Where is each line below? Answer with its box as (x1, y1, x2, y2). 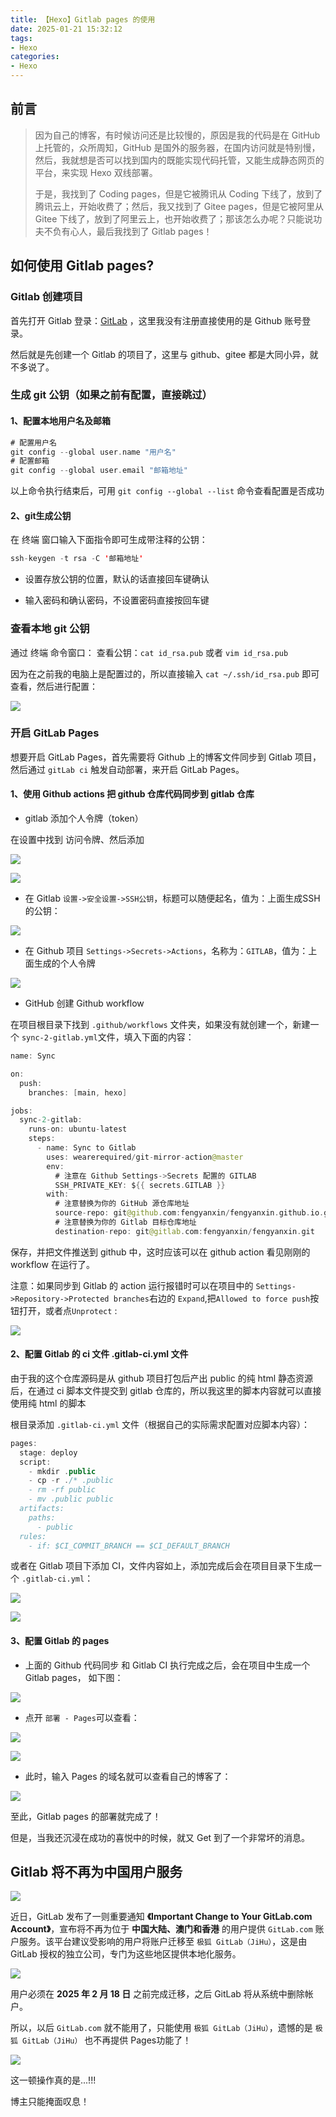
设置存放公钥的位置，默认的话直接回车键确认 (24, 573, 210, 585)
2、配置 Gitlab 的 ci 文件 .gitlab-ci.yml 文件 (10, 1348, 189, 1360)
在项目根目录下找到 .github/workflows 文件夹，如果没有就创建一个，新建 (10, 1019, 311, 1030)
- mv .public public (28, 1494, 114, 1505)
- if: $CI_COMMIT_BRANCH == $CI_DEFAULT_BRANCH (28, 1541, 230, 1551)
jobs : (10, 1106, 33, 1116)
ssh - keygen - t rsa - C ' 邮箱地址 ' (10, 554, 144, 564)
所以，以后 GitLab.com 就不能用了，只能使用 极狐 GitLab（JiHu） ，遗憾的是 (10, 2022, 313, 2034)
